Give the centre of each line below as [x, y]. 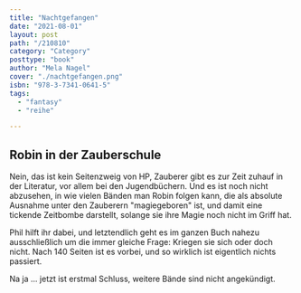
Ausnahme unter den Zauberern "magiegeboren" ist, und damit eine [136, 205]
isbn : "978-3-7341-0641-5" [60, 85]
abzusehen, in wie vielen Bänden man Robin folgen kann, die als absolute [146, 196]
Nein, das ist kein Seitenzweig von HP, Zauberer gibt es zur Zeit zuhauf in [146, 176]
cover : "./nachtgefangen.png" [66, 77]
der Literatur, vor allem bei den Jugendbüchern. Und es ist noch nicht [139, 186]
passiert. [26, 261]
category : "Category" [50, 52]
